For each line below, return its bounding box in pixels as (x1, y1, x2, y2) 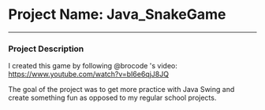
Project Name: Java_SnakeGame (8, 5, 226, 24)
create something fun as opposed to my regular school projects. (8, 93, 217, 103)
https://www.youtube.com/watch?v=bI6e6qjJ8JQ (8, 69, 170, 79)
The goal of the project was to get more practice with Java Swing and (8, 85, 235, 94)
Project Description (8, 43, 84, 54)
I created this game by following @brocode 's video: (8, 61, 177, 71)
